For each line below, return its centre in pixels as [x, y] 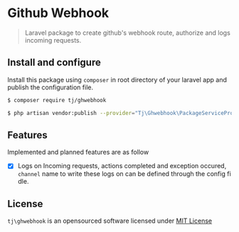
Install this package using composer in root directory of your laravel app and [117, 79]
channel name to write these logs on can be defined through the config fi [124, 174]
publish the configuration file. [51, 87]
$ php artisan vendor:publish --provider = [71, 113]
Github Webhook [58, 13]
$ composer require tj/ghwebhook [57, 100]
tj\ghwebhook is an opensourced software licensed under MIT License [110, 221]
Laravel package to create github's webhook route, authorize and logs [128, 33]
